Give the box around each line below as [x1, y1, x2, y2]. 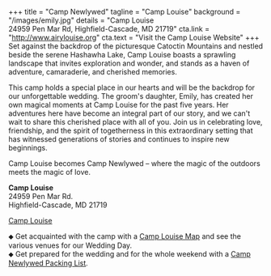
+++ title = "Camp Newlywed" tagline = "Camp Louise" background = [8, 7, 241, 16]
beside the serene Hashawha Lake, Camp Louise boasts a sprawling [8, 50, 236, 59]
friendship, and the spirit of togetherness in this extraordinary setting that [8, 125, 253, 135]
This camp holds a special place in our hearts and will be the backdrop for [8, 83, 256, 92]
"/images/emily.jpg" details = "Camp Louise [8, 15, 155, 25]
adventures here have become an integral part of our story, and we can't [8, 108, 251, 118]
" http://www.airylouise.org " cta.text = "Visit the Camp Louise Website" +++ [8, 32, 260, 42]
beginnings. [8, 143, 48, 152]
